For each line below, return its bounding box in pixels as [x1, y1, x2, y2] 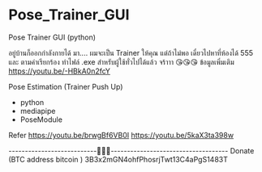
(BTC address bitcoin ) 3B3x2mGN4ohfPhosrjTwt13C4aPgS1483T [8, 154, 229, 164]
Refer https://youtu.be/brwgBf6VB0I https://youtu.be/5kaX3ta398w [8, 130, 234, 140]
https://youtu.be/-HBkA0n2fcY [8, 66, 111, 76]
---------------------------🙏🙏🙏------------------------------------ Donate [8, 145, 255, 155]
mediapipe [19, 106, 56, 115]
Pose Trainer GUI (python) [8, 32, 96, 42]
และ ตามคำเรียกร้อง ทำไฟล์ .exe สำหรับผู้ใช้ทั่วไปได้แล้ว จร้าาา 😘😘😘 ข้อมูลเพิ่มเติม [8, 57, 234, 66]
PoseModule [19, 115, 63, 124]
